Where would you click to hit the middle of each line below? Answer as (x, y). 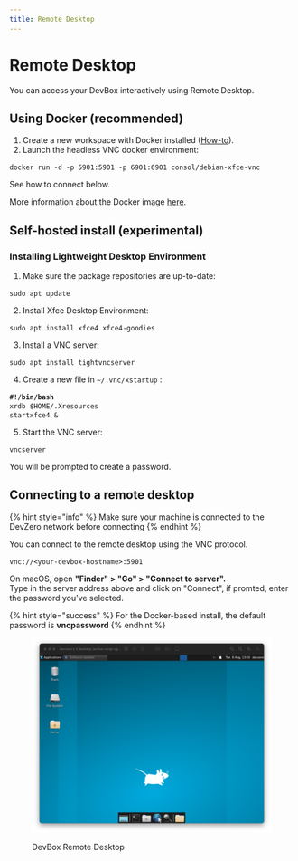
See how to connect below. (60, 185)
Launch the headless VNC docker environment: (111, 150)
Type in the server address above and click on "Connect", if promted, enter (149, 588)
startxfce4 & (34, 416)
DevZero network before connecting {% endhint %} (105, 526)
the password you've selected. (66, 598)
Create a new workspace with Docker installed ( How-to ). (128, 140)
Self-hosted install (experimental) (107, 230)
